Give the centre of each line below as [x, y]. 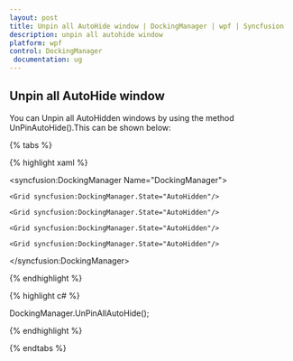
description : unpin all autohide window [87, 34]
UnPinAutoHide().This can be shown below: [90, 127]
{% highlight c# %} [45, 295]
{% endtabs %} [38, 347]
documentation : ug [48, 60]
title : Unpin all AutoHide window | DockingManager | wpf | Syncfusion [146, 26]
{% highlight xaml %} [49, 162]
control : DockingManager [56, 51]
